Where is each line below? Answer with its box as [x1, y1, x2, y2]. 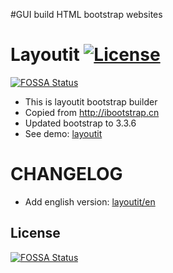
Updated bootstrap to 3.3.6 [24, 117, 137, 129]
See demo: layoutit [24, 127, 103, 139]
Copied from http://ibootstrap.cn [24, 106, 160, 118]
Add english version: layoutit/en [24, 195, 156, 208]
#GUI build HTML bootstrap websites [10, 9, 163, 20]
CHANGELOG [10, 163, 123, 186]
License [10, 225, 61, 242]
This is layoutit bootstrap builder [24, 95, 158, 108]
